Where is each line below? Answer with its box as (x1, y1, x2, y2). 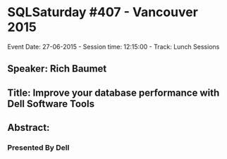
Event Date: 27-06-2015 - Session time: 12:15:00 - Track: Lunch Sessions (7, 42, 220, 51)
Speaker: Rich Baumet (7, 63, 107, 75)
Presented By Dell (7, 143, 70, 153)
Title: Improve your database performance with (7, 87, 220, 98)
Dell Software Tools (7, 98, 95, 110)
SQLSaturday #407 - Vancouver (7, 4, 199, 20)
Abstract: (7, 122, 50, 134)
